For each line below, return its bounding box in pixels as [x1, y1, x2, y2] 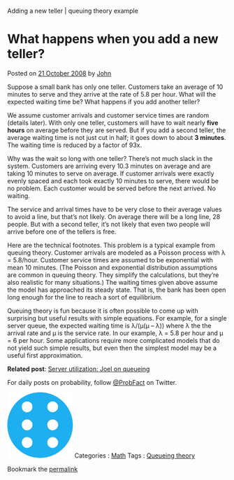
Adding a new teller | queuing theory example [7, 7, 138, 15]
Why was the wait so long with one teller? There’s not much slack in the [7, 154, 213, 162]
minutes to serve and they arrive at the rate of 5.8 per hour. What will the [7, 90, 217, 98]
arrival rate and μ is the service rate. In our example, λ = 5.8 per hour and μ [7, 329, 224, 337]
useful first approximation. [7, 351, 83, 360]
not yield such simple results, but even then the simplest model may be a [7, 344, 217, 352]
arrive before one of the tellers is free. [7, 227, 117, 236]
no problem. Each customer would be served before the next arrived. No [7, 184, 217, 192]
